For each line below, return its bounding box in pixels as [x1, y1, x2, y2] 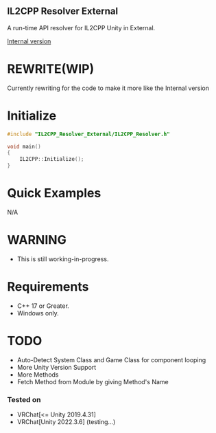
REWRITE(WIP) [7, 61, 95, 76]
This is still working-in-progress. [16, 254, 109, 263]
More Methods [16, 370, 59, 379]
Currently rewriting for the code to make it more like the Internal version [7, 84, 210, 92]
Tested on [7, 395, 41, 404]
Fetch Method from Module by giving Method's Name [16, 377, 169, 386]
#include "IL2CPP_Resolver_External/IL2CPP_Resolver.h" [7, 131, 170, 137]
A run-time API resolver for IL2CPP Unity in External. [7, 23, 156, 32]
